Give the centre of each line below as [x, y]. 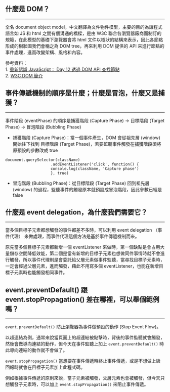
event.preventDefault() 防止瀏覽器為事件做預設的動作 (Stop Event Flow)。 [83, 327]
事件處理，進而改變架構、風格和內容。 [45, 52]
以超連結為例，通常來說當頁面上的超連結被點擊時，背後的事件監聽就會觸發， [85, 337]
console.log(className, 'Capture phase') [95, 168]
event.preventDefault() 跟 [46, 290]
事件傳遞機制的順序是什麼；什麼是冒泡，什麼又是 [82, 93]
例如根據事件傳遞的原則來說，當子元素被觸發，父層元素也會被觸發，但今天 [83, 378]
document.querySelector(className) [43, 160]
